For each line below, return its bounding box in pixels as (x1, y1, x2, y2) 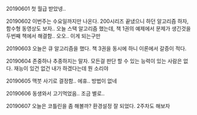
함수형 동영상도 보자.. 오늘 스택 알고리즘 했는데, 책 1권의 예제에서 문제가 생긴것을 (6, 25, 191, 32)
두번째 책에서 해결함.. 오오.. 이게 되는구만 (6, 32, 101, 40)
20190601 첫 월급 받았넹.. (6, 5, 66, 12)
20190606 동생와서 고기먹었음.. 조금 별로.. (6, 90, 105, 97)
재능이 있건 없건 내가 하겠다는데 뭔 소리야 (14, 65, 109, 72)
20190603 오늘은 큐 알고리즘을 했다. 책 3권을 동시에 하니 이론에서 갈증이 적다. (6, 45, 187, 52)
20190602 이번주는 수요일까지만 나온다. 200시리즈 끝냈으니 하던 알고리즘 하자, (6, 18, 189, 25)
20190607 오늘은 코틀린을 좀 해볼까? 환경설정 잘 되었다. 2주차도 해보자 (6, 103, 170, 109)
